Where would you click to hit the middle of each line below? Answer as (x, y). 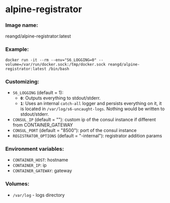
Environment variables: (35, 149)
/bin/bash (59, 69)
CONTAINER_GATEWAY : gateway (42, 171)
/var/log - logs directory (39, 195)
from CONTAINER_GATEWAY (43, 125)
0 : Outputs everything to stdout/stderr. (60, 98)
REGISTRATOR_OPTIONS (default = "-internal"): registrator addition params (87, 136)
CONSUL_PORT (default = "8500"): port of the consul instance (75, 130)
